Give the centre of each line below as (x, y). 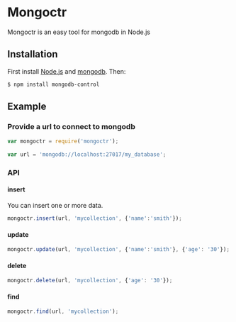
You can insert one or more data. (55, 206)
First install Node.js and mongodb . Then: (67, 71)
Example (27, 107)
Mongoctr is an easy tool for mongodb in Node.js (79, 32)
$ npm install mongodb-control (54, 84)
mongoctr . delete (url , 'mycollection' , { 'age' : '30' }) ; (90, 281)
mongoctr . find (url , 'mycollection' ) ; (63, 312)
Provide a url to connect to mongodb (72, 126)
